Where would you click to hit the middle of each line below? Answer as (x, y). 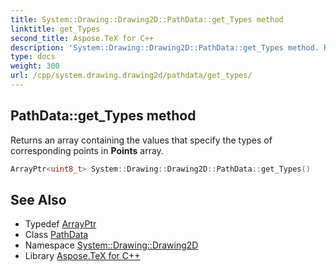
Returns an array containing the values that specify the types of (141, 140)
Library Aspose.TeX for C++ (82, 256)
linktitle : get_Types (55, 29)
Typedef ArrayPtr (60, 224)
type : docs (33, 57)
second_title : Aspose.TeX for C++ (82, 38)
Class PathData (56, 235)
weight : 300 (35, 66)
